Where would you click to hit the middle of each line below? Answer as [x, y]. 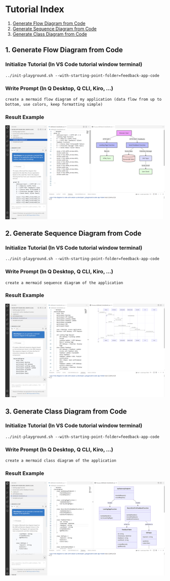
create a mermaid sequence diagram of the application [64, 283]
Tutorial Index [35, 9]
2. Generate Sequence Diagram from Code [73, 233]
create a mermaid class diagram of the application [61, 461]
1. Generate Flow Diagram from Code [64, 50]
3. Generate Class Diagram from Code [66, 411]
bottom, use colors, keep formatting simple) [54, 104]
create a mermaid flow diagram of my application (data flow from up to [83, 99]
